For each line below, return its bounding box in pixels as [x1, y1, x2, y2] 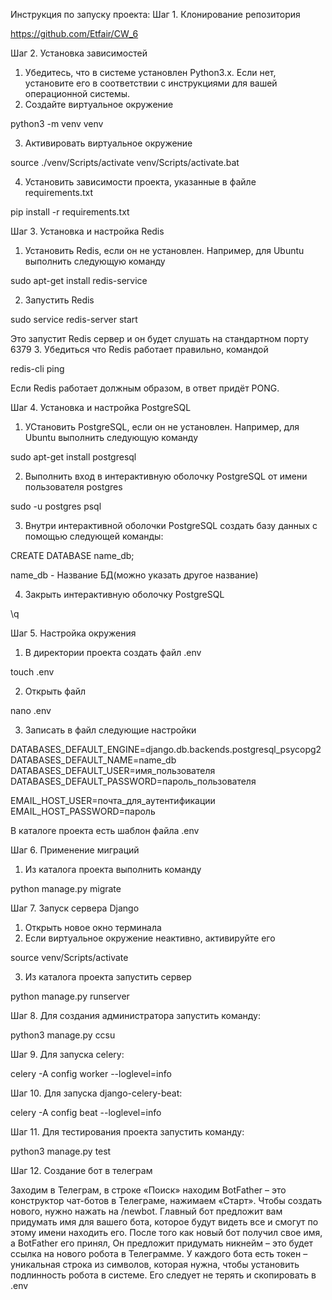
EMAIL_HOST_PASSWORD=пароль [10, 805, 156, 817]
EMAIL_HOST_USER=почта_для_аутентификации [10, 795, 216, 806]
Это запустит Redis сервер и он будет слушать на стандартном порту [10, 333, 309, 344]
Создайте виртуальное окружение [24, 99, 174, 110]
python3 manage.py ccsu [10, 1029, 116, 1041]
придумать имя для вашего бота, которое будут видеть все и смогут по [10, 1216, 319, 1228]
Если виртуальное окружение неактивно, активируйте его [24, 932, 276, 944]
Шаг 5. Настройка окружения [10, 627, 137, 639]
